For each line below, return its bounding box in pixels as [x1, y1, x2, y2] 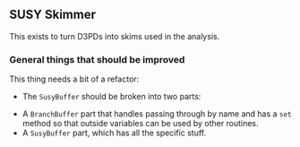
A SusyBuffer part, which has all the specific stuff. [21, 127, 207, 138]
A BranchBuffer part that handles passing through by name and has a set [21, 108, 292, 119]
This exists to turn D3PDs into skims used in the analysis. [9, 30, 220, 41]
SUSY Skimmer [9, 7, 97, 22]
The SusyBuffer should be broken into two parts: [21, 91, 201, 102]
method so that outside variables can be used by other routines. [21, 118, 259, 129]
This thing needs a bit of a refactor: [9, 73, 140, 84]
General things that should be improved [9, 53, 185, 65]
